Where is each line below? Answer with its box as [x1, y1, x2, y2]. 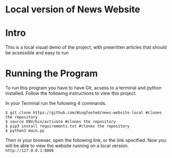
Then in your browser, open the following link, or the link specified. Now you [5, 137, 166, 144]
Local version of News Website [5, 4, 140, 15]
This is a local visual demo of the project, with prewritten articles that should [5, 44, 167, 50]
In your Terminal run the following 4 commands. [5, 100, 107, 107]
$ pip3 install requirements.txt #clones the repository [5, 124, 130, 129]
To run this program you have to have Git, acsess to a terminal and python [5, 85, 162, 91]
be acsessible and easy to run [5, 50, 69, 56]
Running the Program [5, 68, 98, 79]
